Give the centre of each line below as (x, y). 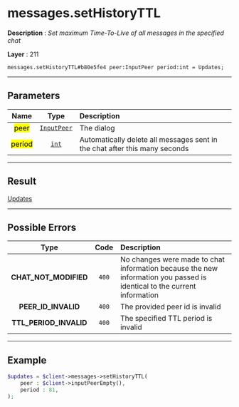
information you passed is (163, 277)
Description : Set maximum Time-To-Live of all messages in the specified (116, 33)
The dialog (97, 128)
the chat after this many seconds (134, 148)
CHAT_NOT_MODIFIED (49, 277)
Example (27, 360)
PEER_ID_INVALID (49, 306)
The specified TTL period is (166, 319)
